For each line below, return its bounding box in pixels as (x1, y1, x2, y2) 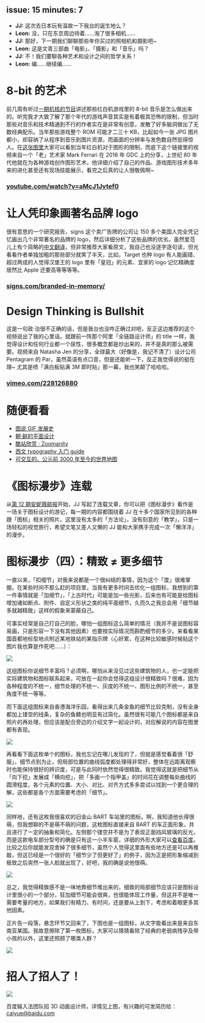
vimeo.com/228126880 (6, 379, 78, 388)
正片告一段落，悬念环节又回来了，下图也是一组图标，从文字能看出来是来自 (6, 920, 193, 927)
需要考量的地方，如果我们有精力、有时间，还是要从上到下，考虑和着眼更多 (6, 899, 193, 906)
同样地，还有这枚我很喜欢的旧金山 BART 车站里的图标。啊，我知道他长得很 (6, 813, 195, 821)
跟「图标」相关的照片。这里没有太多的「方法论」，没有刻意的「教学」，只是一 (6, 516, 199, 523)
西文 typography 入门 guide (15, 448, 85, 455)
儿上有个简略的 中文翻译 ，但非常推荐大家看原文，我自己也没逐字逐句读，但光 (6, 243, 199, 250)
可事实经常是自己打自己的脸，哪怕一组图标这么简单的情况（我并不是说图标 (6, 620, 193, 627)
